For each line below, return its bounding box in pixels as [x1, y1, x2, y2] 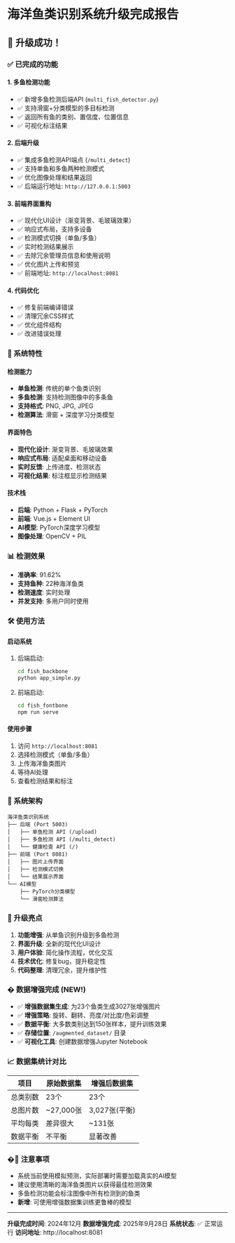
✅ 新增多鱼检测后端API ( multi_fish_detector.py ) [17, 95, 159, 103]
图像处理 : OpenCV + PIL [17, 531, 87, 540]
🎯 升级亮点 [7, 913, 43, 923]
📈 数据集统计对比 [7, 1056, 66, 1066]
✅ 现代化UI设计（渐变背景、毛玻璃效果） [17, 216, 135, 225]
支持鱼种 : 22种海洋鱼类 [17, 580, 84, 588]
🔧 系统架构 [7, 796, 43, 806]
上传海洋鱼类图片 [17, 759, 67, 767]
